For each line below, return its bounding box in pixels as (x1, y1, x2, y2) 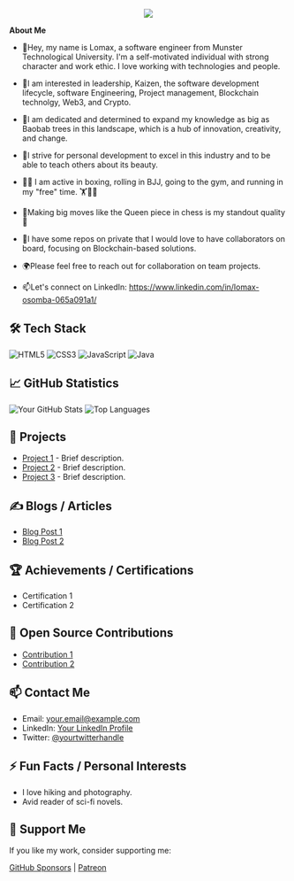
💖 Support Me (9, 822, 87, 837)
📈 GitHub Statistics (9, 376, 119, 391)
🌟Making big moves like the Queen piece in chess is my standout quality (21, 207, 285, 217)
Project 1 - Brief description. (21, 452, 124, 464)
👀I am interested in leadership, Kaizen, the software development (21, 78, 260, 89)
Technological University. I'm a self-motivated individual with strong (21, 51, 269, 62)
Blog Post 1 (21, 527, 64, 537)
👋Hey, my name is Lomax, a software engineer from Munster (21, 43, 243, 52)
